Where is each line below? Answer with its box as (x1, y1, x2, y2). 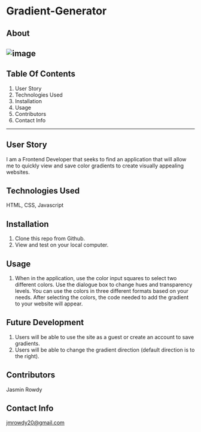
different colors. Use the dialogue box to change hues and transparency (14, 281, 193, 289)
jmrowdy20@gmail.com (6, 419, 65, 427)
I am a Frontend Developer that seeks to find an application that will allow (6, 155, 187, 163)
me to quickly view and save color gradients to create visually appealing (6, 162, 184, 169)
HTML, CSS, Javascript (6, 202, 64, 209)
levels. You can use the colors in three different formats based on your (14, 287, 188, 295)
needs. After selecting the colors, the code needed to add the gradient (14, 294, 189, 301)
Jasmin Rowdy (6, 386, 42, 393)
